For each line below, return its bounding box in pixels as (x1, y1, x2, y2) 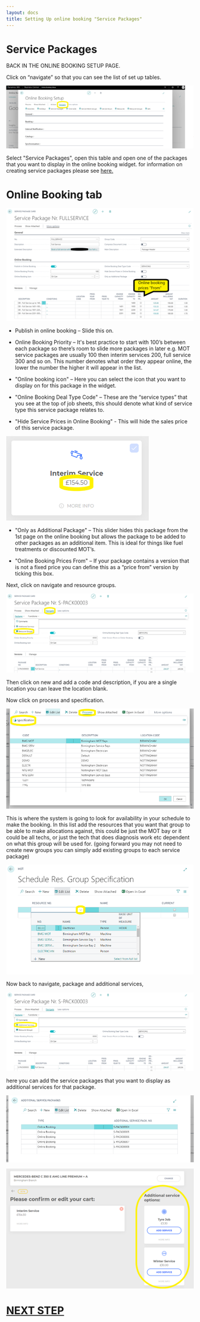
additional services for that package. (6, 1083, 96, 1091)
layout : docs (6, 10, 39, 16)
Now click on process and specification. (6, 697, 105, 704)
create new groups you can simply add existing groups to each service (6, 847, 180, 854)
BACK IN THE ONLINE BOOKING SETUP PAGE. (6, 62, 121, 69)
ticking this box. (14, 570, 54, 577)
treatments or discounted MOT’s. (14, 546, 96, 553)
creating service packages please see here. (6, 167, 114, 175)
